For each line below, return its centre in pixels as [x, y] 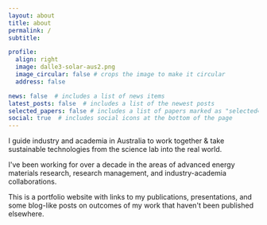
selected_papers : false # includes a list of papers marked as [115, 111]
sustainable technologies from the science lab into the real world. [115, 149]
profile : [23, 52]
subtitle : [25, 38]
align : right [37, 60]
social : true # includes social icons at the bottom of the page [120, 118]
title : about [30, 23]
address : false [41, 81]
